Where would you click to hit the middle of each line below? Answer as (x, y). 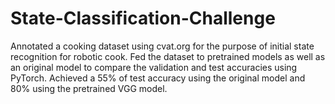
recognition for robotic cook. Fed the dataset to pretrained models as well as (168, 56)
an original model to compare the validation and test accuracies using (154, 67)
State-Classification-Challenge (143, 18)
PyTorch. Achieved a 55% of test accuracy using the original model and (158, 78)
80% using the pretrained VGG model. (89, 88)
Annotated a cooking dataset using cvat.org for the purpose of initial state (162, 46)
